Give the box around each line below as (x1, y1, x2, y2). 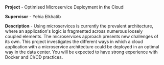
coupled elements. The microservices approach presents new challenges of (5, 34, 159, 39)
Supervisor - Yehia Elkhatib (5, 14, 61, 19)
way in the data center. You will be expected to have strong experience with (5, 49, 158, 55)
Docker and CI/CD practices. (5, 54, 63, 60)
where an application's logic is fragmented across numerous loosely (5, 28, 143, 34)
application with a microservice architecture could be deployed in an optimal (5, 44, 159, 49)
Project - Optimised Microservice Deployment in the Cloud (5, 4, 124, 10)
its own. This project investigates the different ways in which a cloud (5, 39, 143, 44)
